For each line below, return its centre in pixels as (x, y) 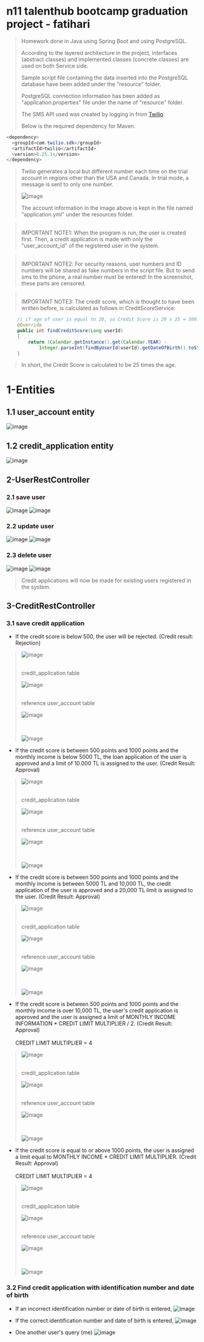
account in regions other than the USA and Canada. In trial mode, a (105, 178)
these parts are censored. (53, 283)
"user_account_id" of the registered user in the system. (90, 246)
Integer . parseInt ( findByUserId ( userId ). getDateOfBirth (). (114, 348)
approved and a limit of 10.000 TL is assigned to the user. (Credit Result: (105, 764)
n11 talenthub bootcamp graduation (97, 11)
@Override (30, 325)
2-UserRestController (48, 480)
